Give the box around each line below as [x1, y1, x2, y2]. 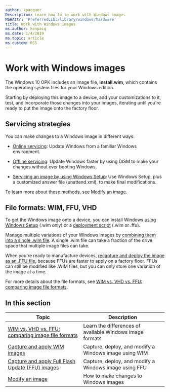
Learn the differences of [83, 323, 141, 330]
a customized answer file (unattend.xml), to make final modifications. [12, 179, 157, 185]
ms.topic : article [5, 36, 44, 41]
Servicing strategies [5, 120, 71, 128]
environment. [12, 148, 40, 155]
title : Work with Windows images [5, 21, 76, 27]
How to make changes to [83, 372, 143, 379]
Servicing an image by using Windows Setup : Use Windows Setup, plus [12, 173, 162, 180]
